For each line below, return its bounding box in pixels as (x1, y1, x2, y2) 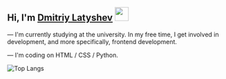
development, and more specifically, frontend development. (7, 37, 178, 45)
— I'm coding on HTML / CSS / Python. (7, 51, 119, 59)
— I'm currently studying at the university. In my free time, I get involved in (7, 30, 219, 38)
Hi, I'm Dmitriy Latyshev (7, 12, 113, 24)
